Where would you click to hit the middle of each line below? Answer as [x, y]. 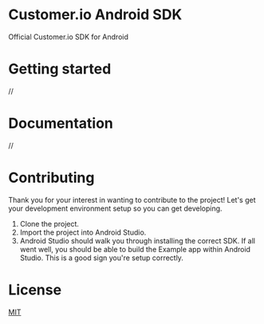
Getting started [60, 69]
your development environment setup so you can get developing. [115, 208]
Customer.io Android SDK [95, 15]
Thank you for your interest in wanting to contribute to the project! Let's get [132, 200]
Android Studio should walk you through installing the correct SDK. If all [137, 240]
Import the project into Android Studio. [83, 232]
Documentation [61, 123]
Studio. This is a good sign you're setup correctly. [101, 258]
